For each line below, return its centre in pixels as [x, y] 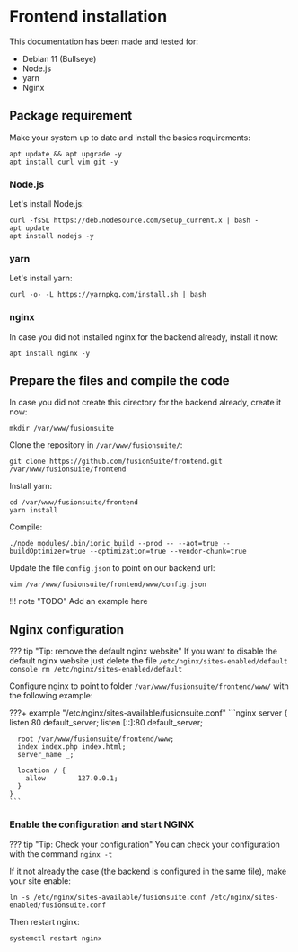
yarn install [34, 511]
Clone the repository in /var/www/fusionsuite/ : [96, 445]
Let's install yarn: [41, 278]
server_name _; [46, 755]
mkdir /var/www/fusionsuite [62, 429]
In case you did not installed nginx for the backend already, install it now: [144, 337]
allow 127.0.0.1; [72, 779]
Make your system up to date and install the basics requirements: [130, 138]
